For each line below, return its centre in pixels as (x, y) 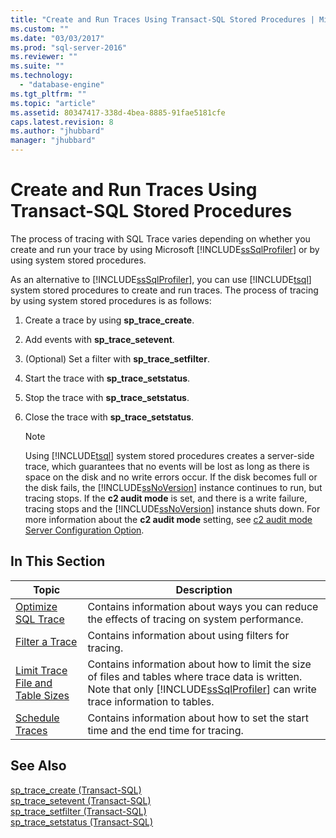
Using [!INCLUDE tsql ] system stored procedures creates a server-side (169, 455)
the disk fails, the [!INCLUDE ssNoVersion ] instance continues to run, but (173, 487)
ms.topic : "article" (53, 103)
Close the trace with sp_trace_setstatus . (109, 417)
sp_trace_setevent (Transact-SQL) (81, 800)
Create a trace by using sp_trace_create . (109, 320)
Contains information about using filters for (188, 635)
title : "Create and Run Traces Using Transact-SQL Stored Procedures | (162, 19)
